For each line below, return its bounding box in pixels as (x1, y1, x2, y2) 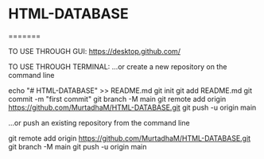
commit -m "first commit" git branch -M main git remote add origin (8, 94, 227, 103)
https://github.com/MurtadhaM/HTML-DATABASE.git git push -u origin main (8, 103, 257, 112)
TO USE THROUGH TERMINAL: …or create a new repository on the (8, 61, 227, 72)
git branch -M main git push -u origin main (8, 142, 147, 151)
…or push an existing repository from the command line (8, 118, 190, 127)
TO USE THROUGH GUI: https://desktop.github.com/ (8, 46, 181, 56)
